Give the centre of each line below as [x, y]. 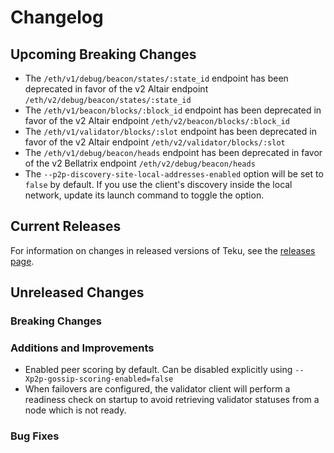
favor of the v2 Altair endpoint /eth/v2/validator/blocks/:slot [155, 142]
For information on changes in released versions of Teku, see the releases [163, 250]
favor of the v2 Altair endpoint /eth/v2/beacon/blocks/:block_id [157, 120]
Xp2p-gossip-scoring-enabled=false [99, 379]
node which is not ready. [75, 410]
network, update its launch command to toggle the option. [144, 195]
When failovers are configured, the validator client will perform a [157, 389]
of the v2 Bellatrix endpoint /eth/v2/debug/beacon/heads [140, 163]
